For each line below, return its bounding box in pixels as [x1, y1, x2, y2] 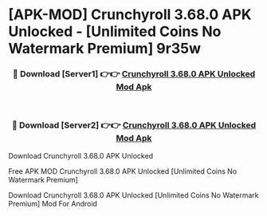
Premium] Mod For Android [8, 198, 98, 208]
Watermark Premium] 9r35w [8, 40, 202, 57]
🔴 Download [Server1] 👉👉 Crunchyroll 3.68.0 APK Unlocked [12, 69, 256, 80]
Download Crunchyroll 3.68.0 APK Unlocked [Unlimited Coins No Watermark [8, 190, 259, 200]
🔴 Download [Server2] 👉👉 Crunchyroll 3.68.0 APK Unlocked [11, 120, 257, 131]
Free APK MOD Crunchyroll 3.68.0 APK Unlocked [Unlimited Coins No [8, 166, 238, 176]
